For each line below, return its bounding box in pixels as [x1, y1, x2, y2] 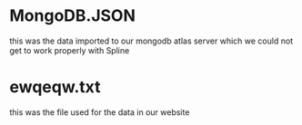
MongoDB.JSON [9, 5, 136, 26]
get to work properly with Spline [9, 44, 130, 55]
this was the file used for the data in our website [9, 106, 190, 118]
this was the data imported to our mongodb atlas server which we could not [9, 35, 294, 46]
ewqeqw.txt [9, 77, 101, 98]
